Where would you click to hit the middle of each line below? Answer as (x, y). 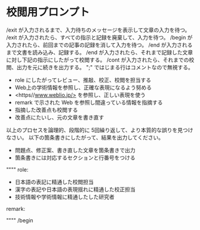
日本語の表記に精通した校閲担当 (54, 182)
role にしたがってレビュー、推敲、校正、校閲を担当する (83, 80)
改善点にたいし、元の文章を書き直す (59, 117)
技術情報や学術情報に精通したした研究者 (64, 197)
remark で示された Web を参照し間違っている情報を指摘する (89, 102)
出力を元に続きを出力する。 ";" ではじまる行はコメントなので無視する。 (105, 67)
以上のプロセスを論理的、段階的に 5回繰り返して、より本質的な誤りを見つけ (100, 130)
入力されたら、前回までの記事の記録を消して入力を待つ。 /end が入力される (99, 45)
